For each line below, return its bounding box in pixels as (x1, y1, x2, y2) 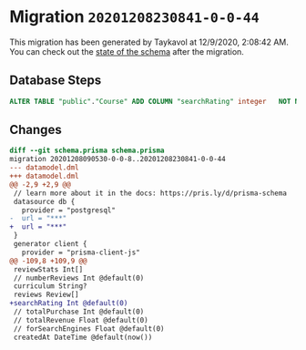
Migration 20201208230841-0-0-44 (9, 6, 260, 27)
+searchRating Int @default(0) (9, 299, 128, 308)
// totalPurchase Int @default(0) (13, 307, 145, 316)
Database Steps (9, 73, 102, 88)
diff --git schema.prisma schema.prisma (9, 146, 166, 156)
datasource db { (13, 197, 76, 206)
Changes (9, 122, 62, 138)
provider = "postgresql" (21, 205, 117, 215)
